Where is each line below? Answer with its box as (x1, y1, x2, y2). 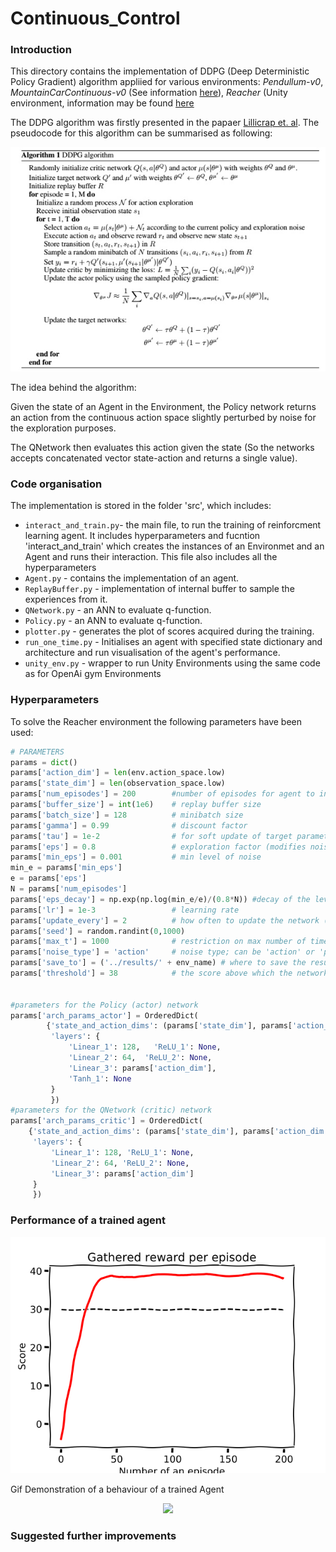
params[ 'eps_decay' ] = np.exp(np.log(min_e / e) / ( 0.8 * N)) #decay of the (10, 894, 311, 904)
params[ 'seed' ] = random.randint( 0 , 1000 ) (10, 926, 186, 936)
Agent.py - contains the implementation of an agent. (24, 572, 240, 584)
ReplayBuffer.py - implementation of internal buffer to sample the (24, 583, 295, 595)
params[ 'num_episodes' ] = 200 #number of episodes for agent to (10, 789, 315, 799)
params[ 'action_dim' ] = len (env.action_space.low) (10, 768, 226, 778)
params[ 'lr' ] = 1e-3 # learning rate (10, 905, 240, 915)
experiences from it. (24, 593, 108, 606)
